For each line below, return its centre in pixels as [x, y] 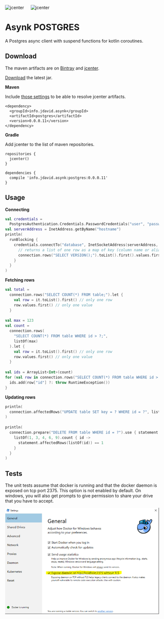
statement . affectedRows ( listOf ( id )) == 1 [61, 443]
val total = [17, 290]
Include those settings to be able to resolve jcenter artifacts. [65, 96]
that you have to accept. [30, 501]
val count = [17, 326]
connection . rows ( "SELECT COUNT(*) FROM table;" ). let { [66, 295]
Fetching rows [20, 280]
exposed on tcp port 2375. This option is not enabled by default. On [73, 491]
